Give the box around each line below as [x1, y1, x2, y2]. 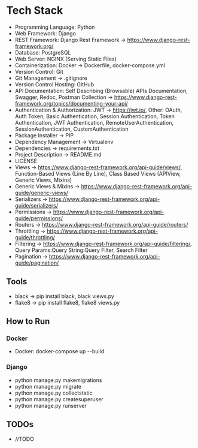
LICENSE [14, 157, 38, 164]
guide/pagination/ [14, 259, 59, 266]
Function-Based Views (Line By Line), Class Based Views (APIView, [14, 170, 181, 177]
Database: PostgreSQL [14, 49, 71, 56]
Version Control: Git [14, 68, 64, 75]
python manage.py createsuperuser [14, 395, 103, 402]
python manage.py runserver [14, 402, 87, 409]
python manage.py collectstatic [14, 389, 93, 396]
